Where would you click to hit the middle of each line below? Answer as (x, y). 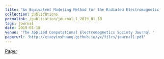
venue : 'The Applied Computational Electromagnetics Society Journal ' (80, 32)
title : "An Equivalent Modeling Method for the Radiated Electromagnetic (82, 10)
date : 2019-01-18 (23, 28)
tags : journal (20, 23)
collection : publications (31, 14)
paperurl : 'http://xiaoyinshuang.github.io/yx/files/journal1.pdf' (76, 37)
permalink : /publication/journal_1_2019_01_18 (54, 19)
